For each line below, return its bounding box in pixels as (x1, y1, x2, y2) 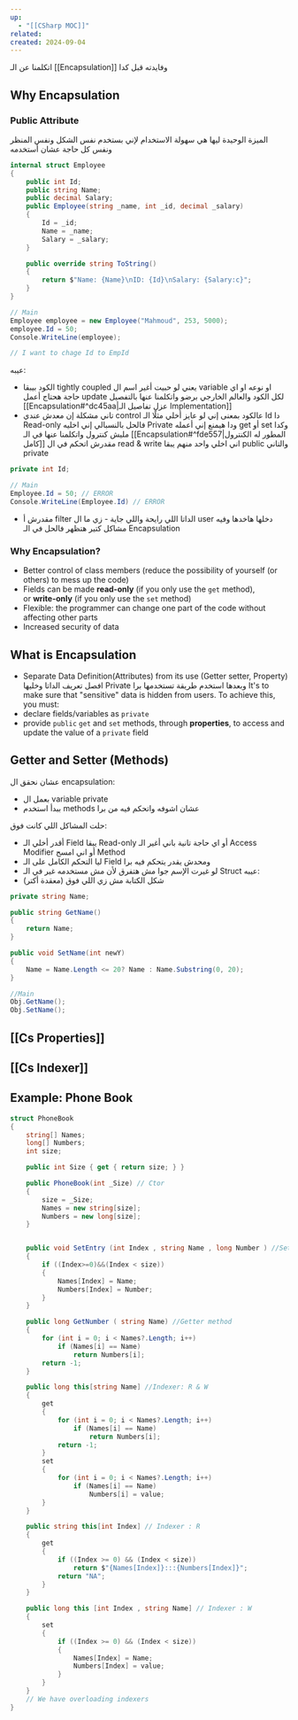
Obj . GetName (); (10, 997, 66, 1006)
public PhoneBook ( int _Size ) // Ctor (26, 1179, 165, 1188)
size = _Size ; (42, 1195, 94, 1205)
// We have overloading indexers (26, 1694, 149, 1703)
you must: (22, 699, 60, 709)
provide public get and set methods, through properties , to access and (22, 717, 286, 728)
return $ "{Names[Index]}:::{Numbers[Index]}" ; (73, 1563, 248, 1572)
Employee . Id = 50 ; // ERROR (10, 489, 114, 499)
